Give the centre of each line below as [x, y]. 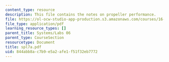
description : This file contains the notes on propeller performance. [81, 14]
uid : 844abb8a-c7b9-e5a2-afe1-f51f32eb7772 [52, 51]
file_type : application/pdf [35, 24]
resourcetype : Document [30, 42]
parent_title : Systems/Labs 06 [38, 33]
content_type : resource [30, 10]
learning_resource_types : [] [36, 28]
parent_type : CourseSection [35, 38]
